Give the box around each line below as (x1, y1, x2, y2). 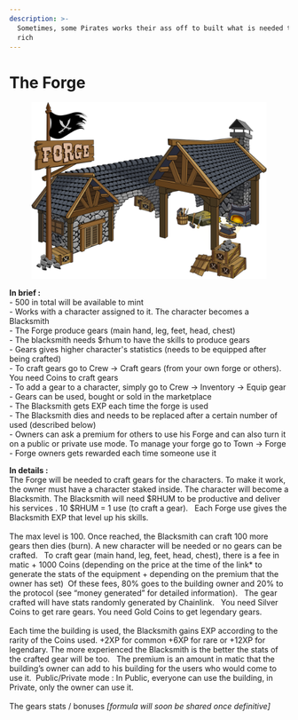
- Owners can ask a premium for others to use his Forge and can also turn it (9, 429, 286, 439)
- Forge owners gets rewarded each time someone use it (9, 448, 217, 459)
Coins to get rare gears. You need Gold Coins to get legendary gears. (9, 606, 263, 617)
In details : (9, 465, 49, 476)
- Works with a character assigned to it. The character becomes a (9, 306, 250, 317)
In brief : (9, 288, 42, 298)
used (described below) (9, 420, 97, 431)
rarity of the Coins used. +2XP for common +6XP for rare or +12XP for (9, 635, 266, 645)
